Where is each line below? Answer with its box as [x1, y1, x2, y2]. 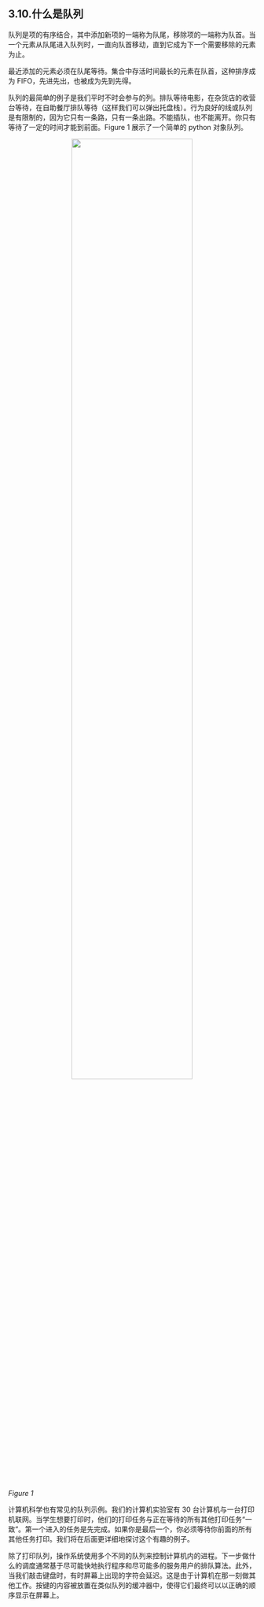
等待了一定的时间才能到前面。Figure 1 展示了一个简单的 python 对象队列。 [8, 122, 248, 131]
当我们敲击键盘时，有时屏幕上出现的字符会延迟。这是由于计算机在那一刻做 [8, 1570, 249, 1580]
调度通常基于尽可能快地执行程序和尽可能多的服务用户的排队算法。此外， [21, 1561, 256, 1570]
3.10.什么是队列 [8, 7, 84, 21]
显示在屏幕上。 [14, 1590, 64, 1600]
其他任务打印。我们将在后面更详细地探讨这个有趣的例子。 [8, 1534, 194, 1543]
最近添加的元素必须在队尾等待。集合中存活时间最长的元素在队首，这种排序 [8, 66, 249, 76]
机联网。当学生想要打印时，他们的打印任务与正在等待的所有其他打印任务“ [8, 1514, 246, 1524]
